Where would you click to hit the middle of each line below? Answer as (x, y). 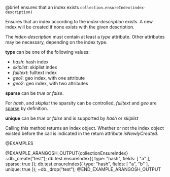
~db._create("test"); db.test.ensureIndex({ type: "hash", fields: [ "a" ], (78, 158)
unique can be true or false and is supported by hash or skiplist (72, 118)
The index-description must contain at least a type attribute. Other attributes (85, 37)
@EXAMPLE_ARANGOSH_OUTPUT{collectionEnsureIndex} (67, 153)
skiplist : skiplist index (35, 67)
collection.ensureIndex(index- (113, 8)
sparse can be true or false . (35, 93)
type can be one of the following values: (47, 52)
